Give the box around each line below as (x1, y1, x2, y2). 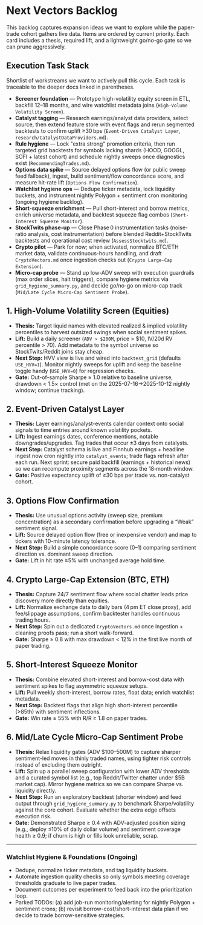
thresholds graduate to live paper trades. (14, 879, 117, 886)
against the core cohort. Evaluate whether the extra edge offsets (14, 806, 176, 813)
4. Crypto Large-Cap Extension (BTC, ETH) (6, 574, 170, 585)
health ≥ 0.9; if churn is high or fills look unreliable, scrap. (14, 832, 159, 839)
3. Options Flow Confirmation (6, 496, 120, 506)
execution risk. (14, 812, 52, 819)
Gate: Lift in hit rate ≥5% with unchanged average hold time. (14, 557, 166, 564)
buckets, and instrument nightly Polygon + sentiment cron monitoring (14, 192, 188, 199)
